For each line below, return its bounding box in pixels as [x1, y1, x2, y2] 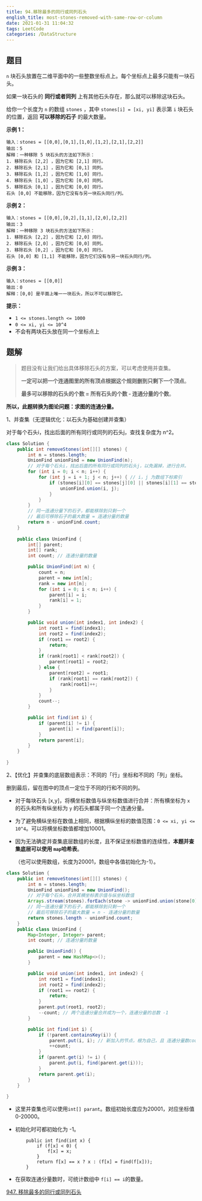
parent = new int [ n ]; [38, 575, 93, 581]
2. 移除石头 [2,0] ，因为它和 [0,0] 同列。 [6, 240, 106, 246]
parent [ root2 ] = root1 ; [49, 670, 109, 676]
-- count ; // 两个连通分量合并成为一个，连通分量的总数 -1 [38, 1010, 169, 1016]
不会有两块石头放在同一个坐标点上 [14, 327, 100, 335]
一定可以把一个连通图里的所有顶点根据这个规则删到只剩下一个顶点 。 [20, 377, 190, 384]
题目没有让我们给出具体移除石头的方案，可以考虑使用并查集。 [20, 364, 174, 371]
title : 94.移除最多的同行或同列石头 [6, 8, 87, 15]
